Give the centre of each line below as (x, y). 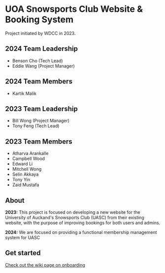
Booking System (39, 19)
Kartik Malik (24, 93)
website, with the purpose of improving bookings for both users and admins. (83, 223)
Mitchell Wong (27, 169)
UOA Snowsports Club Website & (74, 9)
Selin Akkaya (25, 174)
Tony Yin (21, 180)
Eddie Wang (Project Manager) (43, 66)
